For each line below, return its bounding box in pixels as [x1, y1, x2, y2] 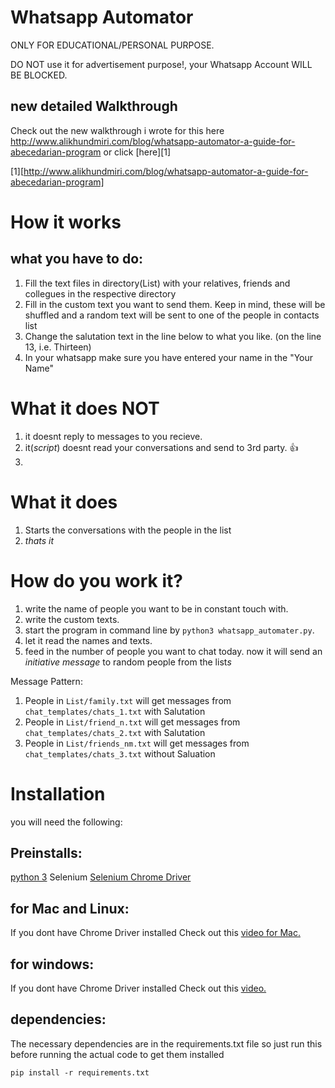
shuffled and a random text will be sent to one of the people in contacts [24, 309, 320, 321]
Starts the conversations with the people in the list [24, 524, 232, 536]
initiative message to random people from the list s [24, 656, 232, 668]
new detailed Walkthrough [10, 98, 178, 115]
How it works [10, 211, 122, 233]
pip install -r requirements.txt [10, 1067, 150, 1078]
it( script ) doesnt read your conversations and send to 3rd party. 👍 [24, 441, 299, 453]
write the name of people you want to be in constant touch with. [24, 602, 289, 615]
